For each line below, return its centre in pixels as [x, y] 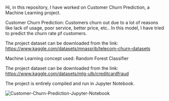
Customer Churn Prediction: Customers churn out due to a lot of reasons [82, 23]
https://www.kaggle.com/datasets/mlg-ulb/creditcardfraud [67, 74]
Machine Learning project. [33, 13]
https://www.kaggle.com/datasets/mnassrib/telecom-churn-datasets [78, 48]
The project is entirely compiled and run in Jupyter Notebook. [70, 83]
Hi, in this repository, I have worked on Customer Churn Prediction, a [77, 7]
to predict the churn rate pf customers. [46, 33]
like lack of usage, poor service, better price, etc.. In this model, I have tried [85, 28]
